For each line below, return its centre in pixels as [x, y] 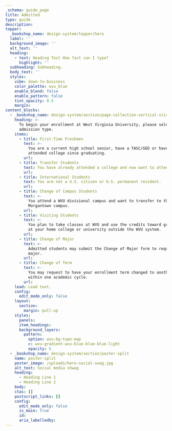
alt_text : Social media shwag [47, 368]
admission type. [36, 129]
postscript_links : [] [37, 396]
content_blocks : [23, 110]
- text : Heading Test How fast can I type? [62, 58]
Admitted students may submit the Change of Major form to [92, 249]
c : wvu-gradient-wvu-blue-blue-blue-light [74, 344]
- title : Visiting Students [49, 215]
